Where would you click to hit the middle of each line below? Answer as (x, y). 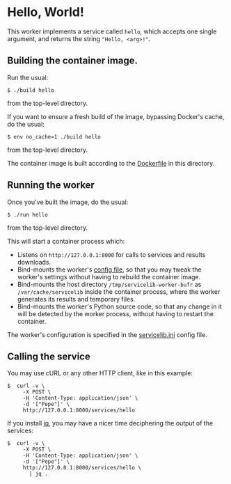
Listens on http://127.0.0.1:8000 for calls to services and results (111, 254)
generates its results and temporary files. (76, 299)
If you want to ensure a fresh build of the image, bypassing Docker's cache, (116, 116)
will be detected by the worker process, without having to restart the (115, 313)
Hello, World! (46, 12)
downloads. (34, 262)
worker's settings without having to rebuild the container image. (109, 276)
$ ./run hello (28, 214)
